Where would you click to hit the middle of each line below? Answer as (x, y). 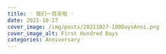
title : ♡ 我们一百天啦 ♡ (41, 14)
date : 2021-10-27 (33, 20)
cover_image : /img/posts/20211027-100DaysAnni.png (83, 27)
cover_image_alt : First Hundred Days (63, 33)
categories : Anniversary (44, 40)
